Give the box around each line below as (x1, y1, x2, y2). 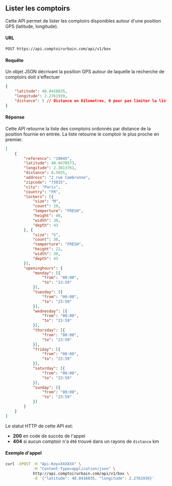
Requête (5, 57, 24, 63)
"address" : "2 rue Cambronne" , (24, 175, 91, 180)
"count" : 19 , (32, 204, 60, 209)
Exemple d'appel (5, 450, 42, 456)
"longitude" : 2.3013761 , (24, 165, 77, 171)
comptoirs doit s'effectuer (5, 74, 60, 80)
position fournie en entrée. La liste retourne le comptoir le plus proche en (5, 131, 160, 137)
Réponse (5, 114, 25, 120)
